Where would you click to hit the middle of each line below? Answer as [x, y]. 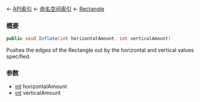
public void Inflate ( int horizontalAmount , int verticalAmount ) [89, 39]
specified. [19, 56]
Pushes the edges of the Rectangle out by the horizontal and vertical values [100, 50]
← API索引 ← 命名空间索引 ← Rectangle [55, 9]
